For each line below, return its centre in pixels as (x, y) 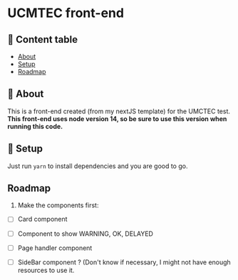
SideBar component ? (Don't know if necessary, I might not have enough (124, 262)
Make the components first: (58, 205)
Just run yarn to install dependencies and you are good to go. (98, 166)
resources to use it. (46, 270)
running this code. (35, 126)
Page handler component (55, 248)
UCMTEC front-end (66, 13)
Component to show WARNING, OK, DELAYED (85, 234)
